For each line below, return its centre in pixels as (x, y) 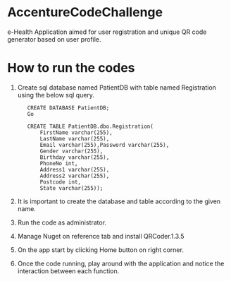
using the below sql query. (56, 95)
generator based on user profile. (54, 39)
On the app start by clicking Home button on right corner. (101, 250)
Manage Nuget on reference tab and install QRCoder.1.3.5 (101, 236)
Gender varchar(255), (71, 151)
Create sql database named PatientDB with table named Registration (117, 87)
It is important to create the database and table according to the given (119, 201)
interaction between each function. (68, 271)
